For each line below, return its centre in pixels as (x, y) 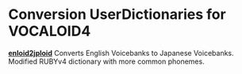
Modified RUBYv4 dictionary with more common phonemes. (106, 61)
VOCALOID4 (50, 31)
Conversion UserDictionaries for (117, 15)
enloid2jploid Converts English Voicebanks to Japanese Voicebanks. (121, 53)
